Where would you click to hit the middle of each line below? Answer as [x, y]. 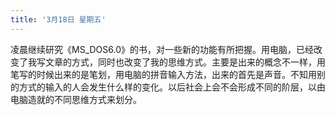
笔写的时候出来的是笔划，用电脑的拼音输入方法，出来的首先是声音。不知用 [163, 74]
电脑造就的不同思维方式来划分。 [76, 99]
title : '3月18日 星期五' [58, 19]
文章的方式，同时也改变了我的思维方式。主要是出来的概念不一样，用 [185, 62]
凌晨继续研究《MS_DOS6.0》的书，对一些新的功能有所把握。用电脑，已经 [162, 49]
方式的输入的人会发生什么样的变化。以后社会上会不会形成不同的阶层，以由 [172, 87]
